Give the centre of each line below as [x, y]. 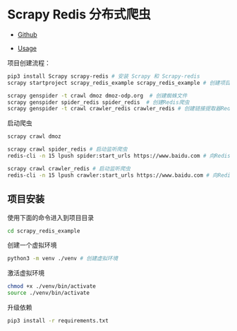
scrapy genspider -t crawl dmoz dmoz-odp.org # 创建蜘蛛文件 [97, 95]
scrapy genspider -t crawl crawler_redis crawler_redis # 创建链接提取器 [114, 109]
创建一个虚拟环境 [32, 245]
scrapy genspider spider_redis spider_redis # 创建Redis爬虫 [98, 102]
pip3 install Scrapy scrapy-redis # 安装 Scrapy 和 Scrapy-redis [104, 76]
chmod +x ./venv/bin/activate [52, 286]
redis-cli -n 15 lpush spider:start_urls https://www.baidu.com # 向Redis [119, 156]
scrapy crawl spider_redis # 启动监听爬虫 [67, 149]
